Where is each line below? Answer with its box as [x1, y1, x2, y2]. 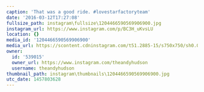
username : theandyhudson [12, 65, 75, 71]
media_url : [6, 43, 34, 49]
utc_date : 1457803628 [6, 76, 61, 82]
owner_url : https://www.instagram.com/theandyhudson [12, 59, 148, 65]
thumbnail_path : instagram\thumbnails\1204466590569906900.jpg [6, 71, 170, 77]
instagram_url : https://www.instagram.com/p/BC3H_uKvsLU [6, 25, 154, 32]
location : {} [6, 31, 39, 38]
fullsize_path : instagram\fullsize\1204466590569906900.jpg [6, 20, 162, 26]
